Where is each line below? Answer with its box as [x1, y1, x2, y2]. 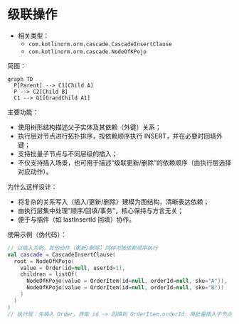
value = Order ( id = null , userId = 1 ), [20, 264, 126, 271]
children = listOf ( [20, 271, 78, 278]
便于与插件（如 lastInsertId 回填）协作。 [17, 215, 135, 224]
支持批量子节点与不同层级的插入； [17, 149, 118, 158]
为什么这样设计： [7, 182, 58, 190]
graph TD [7, 75, 33, 82]
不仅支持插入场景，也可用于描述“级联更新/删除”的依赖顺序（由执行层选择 [17, 158, 232, 167]
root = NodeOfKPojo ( [14, 257, 75, 265]
